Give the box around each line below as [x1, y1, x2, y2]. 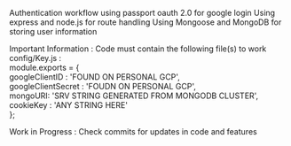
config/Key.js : [9, 53, 62, 63]
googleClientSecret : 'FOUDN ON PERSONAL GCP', [9, 81, 197, 91]
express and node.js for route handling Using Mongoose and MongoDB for [9, 17, 282, 27]
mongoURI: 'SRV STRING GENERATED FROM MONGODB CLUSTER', [9, 90, 259, 101]
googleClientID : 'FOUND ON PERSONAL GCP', [9, 72, 180, 82]
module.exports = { [9, 62, 80, 73]
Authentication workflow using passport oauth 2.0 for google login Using [9, 8, 276, 18]
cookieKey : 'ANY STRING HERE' [9, 100, 129, 110]
